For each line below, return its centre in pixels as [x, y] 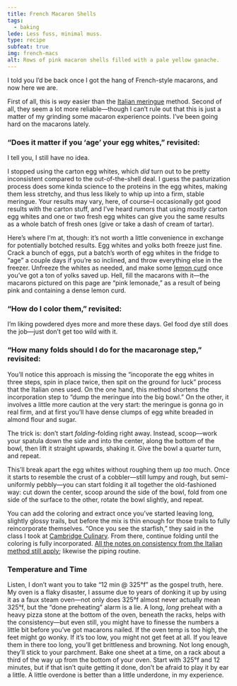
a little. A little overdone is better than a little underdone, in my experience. [116, 675]
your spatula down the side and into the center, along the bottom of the [111, 440]
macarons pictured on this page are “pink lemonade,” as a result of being [114, 283]
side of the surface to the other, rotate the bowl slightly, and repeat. [105, 499]
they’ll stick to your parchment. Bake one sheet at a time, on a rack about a [116, 652]
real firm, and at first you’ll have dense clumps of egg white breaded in [110, 412]
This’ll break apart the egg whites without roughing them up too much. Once [118, 469]
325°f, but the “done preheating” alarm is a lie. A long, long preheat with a [115, 607]
